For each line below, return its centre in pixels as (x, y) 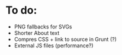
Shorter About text (37, 33)
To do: (21, 10)
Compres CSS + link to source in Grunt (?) (65, 39)
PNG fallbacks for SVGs (43, 27)
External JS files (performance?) (54, 46)
